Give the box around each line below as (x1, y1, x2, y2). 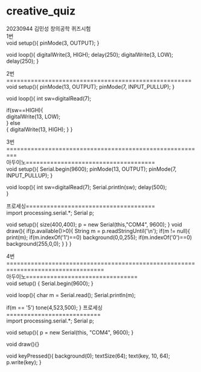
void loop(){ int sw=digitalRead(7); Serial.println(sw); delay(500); (6, 183, 167, 191)
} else (6, 119, 21, 126)
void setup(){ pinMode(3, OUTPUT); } (6, 39, 100, 46)
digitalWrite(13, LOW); (6, 113, 61, 120)
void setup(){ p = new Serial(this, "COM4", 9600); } (6, 329, 134, 336)
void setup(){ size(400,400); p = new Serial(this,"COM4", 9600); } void (6, 220, 182, 228)
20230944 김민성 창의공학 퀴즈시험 (6, 25, 91, 32)
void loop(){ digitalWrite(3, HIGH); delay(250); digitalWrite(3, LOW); (6, 51, 174, 58)
